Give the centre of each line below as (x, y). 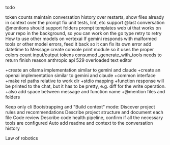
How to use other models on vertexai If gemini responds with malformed (81, 39)
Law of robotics (22, 138)
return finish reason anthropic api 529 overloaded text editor (69, 60)
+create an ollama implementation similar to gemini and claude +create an (83, 70)
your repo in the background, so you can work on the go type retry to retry (83, 33)
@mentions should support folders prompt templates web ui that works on (83, 28)
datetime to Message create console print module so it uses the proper (80, 49)
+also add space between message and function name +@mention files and (85, 92)
